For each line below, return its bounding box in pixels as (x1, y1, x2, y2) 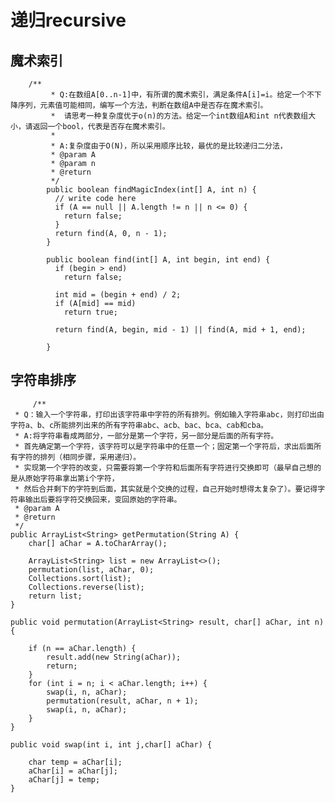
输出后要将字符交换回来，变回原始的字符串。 (24, 494, 182, 505)
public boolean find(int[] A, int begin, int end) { (46, 255, 271, 265)
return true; (63, 307, 118, 317)
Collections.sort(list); (28, 573, 132, 583)
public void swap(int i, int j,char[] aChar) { (10, 739, 213, 750)
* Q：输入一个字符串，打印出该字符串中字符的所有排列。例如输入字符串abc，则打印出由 (14, 409, 325, 420)
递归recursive (10, 9, 127, 32)
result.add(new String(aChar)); (46, 652, 182, 662)
